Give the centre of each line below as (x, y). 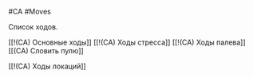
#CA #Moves (30, 12)
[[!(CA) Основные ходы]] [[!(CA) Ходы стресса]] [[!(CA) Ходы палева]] (127, 42)
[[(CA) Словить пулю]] (46, 51)
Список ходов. (33, 27)
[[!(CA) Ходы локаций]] (47, 66)
